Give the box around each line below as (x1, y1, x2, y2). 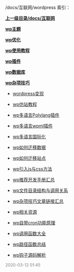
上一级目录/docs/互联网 (5, 15, 55, 21)
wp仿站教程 (12, 101, 37, 107)
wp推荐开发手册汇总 (12, 177, 55, 182)
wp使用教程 (5, 48, 30, 53)
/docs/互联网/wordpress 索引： (5, 5, 71, 10)
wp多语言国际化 (12, 134, 46, 139)
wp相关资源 (12, 209, 37, 215)
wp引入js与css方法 (12, 166, 52, 172)
